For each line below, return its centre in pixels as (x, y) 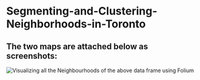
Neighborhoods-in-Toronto (76, 24)
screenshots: (32, 56)
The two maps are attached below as (77, 46)
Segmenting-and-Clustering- (82, 11)
